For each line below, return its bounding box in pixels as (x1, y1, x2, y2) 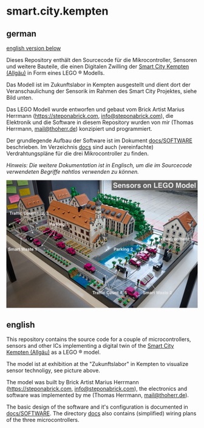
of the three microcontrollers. (6, 416, 80, 424)
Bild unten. (6, 94, 33, 101)
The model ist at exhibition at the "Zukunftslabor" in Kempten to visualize (6, 361, 189, 368)
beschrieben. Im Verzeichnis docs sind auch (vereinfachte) (6, 143, 154, 150)
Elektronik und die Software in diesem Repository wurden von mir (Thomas (6, 119, 194, 126)
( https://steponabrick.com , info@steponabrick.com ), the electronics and (6, 385, 188, 393)
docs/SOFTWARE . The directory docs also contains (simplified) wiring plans (6, 410, 197, 417)
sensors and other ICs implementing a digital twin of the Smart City (6, 342, 174, 350)
